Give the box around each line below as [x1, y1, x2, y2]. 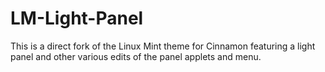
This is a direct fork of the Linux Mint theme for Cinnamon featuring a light [10, 40, 316, 52]
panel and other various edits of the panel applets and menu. [10, 50, 262, 62]
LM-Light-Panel [10, 7, 144, 30]
